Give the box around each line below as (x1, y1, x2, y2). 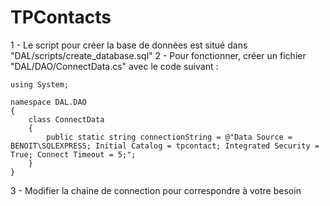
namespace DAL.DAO (10, 97, 87, 107)
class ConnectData (28, 114, 105, 125)
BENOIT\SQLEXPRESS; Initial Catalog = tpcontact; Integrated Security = (10, 141, 320, 151)
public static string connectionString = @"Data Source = (46, 132, 293, 142)
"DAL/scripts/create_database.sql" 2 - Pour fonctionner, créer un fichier (10, 49, 307, 61)
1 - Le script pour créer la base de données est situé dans (10, 39, 248, 51)
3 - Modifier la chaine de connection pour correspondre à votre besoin (10, 184, 302, 196)
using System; (10, 79, 70, 90)
